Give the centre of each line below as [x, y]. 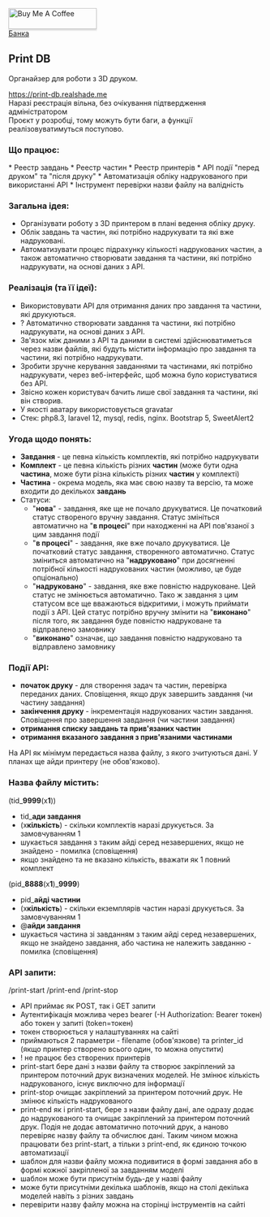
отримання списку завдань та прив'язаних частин [110, 728]
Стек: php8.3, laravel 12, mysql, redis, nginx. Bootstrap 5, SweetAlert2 [137, 418]
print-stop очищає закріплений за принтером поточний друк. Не [131, 1092]
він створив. [41, 400]
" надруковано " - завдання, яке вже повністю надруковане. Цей [144, 586]
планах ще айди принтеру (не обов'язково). [84, 762]
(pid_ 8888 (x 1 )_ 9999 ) [44, 884]
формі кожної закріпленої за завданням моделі [102, 1170]
